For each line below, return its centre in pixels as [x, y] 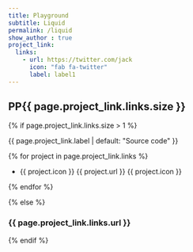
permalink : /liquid [40, 30]
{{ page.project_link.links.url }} [70, 223]
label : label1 [53, 74]
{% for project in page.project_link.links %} [78, 156]
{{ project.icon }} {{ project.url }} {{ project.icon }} [100, 172]
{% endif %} [28, 240]
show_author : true [40, 38]
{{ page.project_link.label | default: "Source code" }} [93, 141]
